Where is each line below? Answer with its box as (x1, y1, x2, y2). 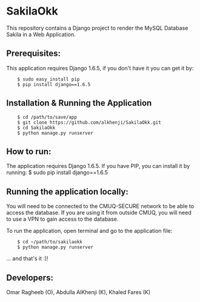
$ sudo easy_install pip (17, 76, 80, 82)
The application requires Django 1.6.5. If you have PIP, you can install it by (6, 163, 190, 170)
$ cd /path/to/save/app (17, 114, 78, 120)
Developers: (6, 272, 53, 283)
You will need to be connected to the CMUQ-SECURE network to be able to (6, 203, 195, 210)
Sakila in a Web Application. (6, 30, 76, 38)
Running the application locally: (6, 186, 129, 196)
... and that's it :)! (6, 255, 48, 262)
